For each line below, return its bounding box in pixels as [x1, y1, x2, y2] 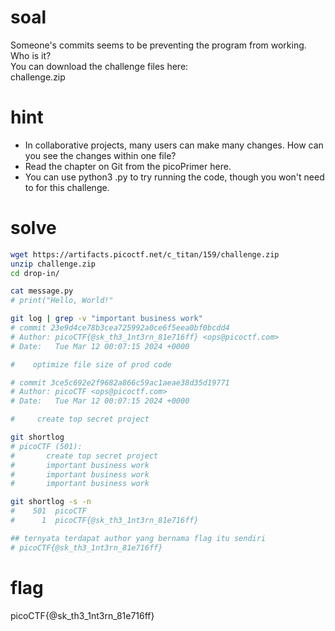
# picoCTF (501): [10, 441, 83, 451]
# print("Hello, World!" [10, 296, 114, 306]
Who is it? [10, 49, 52, 61]
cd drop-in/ [10, 268, 60, 278]
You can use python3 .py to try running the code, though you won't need [24, 171, 325, 183]
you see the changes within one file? [24, 149, 177, 161]
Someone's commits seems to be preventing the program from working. [10, 39, 307, 51]
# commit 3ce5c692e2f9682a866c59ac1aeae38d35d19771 [10, 377, 230, 388]
